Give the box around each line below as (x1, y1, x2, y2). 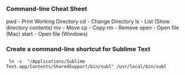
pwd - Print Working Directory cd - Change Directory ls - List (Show (6, 18, 170, 25)
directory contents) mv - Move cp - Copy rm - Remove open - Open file (6, 24, 179, 31)
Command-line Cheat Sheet (6, 5, 88, 13)
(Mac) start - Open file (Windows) (6, 30, 88, 37)
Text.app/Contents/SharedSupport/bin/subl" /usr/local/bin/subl (6, 63, 167, 69)
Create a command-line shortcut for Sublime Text (6, 45, 151, 53)
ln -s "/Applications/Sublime (8, 58, 85, 64)
